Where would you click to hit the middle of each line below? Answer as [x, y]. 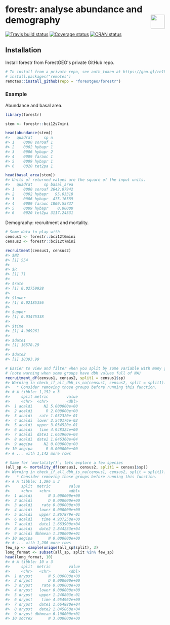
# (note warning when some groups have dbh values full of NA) [73, 373]
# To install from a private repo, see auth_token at [63, 72]
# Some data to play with [32, 232]
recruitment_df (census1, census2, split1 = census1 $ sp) [65, 378]
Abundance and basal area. [34, 105]
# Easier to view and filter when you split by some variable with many [83, 368]
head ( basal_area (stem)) [30, 175]
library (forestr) [24, 115]
